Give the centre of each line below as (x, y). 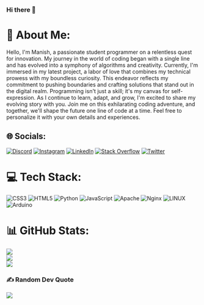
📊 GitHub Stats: (48, 231)
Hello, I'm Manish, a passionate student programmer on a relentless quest (99, 52)
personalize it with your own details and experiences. (73, 117)
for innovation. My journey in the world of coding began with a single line (98, 58)
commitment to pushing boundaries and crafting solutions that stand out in (100, 85)
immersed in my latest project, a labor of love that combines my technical (99, 71)
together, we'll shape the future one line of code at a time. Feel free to (94, 110)
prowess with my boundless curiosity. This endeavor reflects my (87, 78)
